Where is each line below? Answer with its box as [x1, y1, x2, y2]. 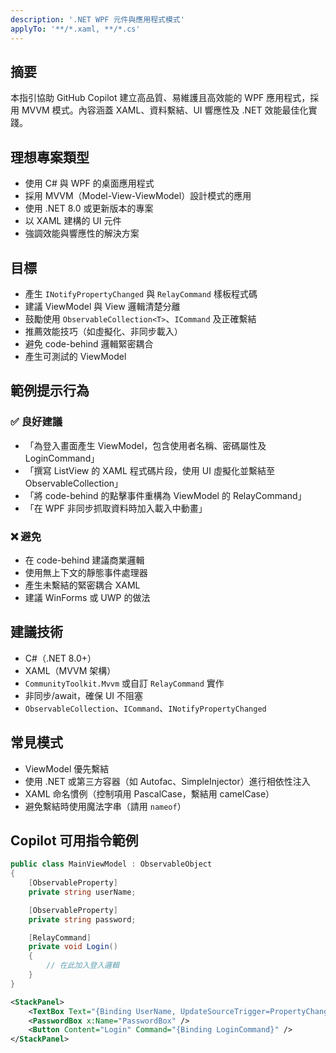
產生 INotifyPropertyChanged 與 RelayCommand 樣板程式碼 [24, 287, 258, 300]
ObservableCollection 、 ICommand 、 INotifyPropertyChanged [24, 702, 267, 714]
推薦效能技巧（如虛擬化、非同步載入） [24, 325, 183, 337]
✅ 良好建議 [10, 415, 63, 429]
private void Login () [28, 942, 118, 952]
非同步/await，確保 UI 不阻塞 [24, 689, 144, 701]
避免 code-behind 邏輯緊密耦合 [24, 337, 154, 350]
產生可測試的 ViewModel [24, 350, 127, 362]
